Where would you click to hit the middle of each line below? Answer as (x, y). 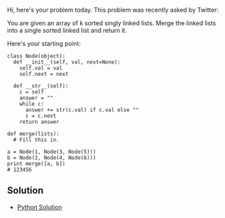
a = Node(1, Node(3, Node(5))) (52, 152)
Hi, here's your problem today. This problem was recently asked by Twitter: (113, 10)
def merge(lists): (33, 134)
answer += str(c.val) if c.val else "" (82, 110)
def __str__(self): (41, 86)
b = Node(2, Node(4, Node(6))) (52, 158)
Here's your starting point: (44, 43)
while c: (32, 104)
